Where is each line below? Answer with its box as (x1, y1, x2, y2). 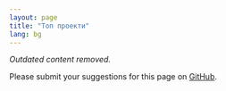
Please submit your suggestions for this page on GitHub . (9, 71, 217, 82)
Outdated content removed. (9, 54, 112, 65)
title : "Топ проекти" (9, 21, 90, 30)
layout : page (9, 12, 58, 22)
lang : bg (9, 29, 42, 38)
